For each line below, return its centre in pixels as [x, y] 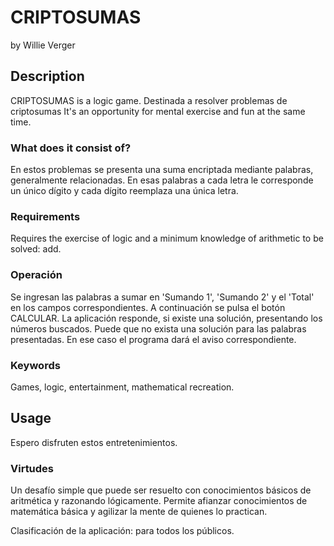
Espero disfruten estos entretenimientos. [94, 442]
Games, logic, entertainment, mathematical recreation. [122, 387]
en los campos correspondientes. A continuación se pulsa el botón [148, 307]
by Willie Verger [43, 45]
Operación [36, 275]
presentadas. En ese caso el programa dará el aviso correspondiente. [153, 339]
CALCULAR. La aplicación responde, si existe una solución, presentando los [166, 318]
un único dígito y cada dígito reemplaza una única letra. [124, 191]
